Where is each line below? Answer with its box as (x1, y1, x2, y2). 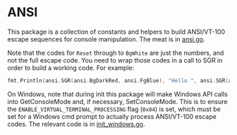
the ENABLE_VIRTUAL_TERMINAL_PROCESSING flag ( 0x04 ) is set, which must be (7, 105, 221, 113)
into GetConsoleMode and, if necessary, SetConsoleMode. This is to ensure (7, 97, 228, 105)
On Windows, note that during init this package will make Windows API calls (7, 89, 228, 98)
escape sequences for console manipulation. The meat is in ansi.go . (7, 34, 206, 43)
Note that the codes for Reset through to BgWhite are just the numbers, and (7, 49, 224, 57)
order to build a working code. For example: (7, 63, 135, 72)
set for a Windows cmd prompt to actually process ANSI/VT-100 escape (7, 112, 217, 120)
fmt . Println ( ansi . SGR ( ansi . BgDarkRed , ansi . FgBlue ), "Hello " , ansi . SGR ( (7, 77, 229, 84)
